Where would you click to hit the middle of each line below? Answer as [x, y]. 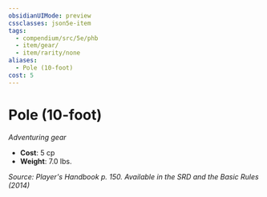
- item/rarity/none [48, 53]
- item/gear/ [37, 46]
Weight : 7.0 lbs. [46, 161]
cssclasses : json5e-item [50, 23]
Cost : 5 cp [37, 152]
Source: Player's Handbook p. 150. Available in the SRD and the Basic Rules [133, 176]
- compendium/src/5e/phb [57, 38]
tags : [17, 30]
